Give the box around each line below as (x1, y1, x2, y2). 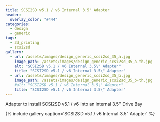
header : (5, 12, 22, 17)
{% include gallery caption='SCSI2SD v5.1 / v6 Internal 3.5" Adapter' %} (5, 110, 155, 116)
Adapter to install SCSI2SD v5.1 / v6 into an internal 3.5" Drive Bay (5, 101, 143, 107)
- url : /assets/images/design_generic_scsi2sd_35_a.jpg (10, 54, 130, 59)
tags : (5, 36, 17, 41)
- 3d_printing (10, 40, 39, 45)
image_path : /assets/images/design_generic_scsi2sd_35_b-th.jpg (14, 78, 153, 83)
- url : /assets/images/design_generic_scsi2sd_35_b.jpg (10, 73, 130, 78)
